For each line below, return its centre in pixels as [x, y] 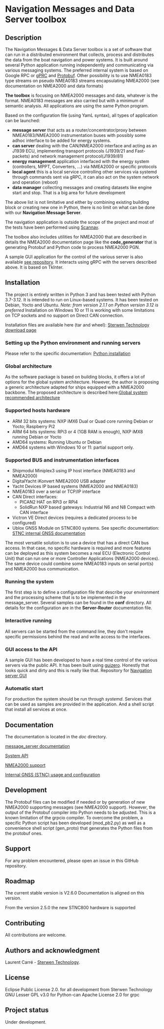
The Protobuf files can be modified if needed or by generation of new [75, 802]
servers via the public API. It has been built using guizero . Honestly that [77, 665]
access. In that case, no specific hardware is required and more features [78, 548]
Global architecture [29, 366]
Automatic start [24, 688]
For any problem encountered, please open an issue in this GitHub [72, 861]
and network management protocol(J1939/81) [77, 156]
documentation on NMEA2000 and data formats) [54, 86]
